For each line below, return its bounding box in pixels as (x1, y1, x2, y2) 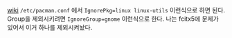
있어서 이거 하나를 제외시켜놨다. (7, 23, 93, 31)
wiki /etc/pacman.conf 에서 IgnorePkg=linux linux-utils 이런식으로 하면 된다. (7, 6, 226, 14)
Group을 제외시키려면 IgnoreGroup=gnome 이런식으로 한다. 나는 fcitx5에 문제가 (7, 15, 220, 23)
